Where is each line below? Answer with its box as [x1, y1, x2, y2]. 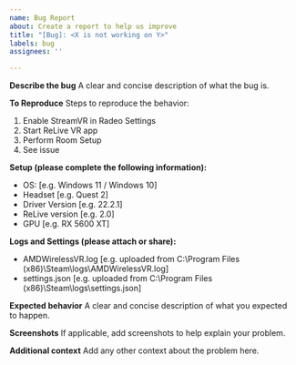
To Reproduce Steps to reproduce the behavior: [9, 97, 189, 109]
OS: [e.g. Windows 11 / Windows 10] [22, 179, 158, 191]
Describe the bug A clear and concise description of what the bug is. [9, 80, 270, 91]
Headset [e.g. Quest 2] [22, 189, 109, 200]
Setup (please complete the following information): [9, 162, 208, 173]
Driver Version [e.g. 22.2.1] [22, 199, 123, 210]
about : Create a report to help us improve [9, 22, 178, 31]
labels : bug [9, 38, 55, 48]
